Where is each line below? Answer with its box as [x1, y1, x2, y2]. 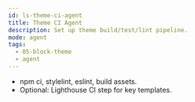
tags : [8, 41, 26, 49]
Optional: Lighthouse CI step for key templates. [19, 85, 172, 94]
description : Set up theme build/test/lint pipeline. [8, 26, 189, 34]
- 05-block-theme [15, 48, 72, 56]
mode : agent [8, 33, 47, 42]
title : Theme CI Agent [8, 19, 83, 27]
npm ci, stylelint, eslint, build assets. [19, 76, 138, 86]
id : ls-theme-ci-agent [8, 11, 83, 20]
